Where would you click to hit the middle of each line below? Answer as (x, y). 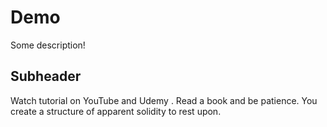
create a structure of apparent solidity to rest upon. (116, 111)
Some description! (48, 45)
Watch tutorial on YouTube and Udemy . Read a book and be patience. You (164, 100)
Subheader (46, 76)
